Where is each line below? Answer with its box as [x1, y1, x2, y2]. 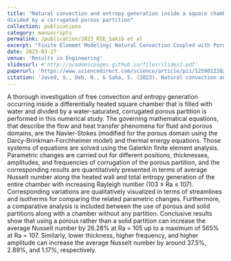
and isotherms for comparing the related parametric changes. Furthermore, [7, 195, 221, 203]
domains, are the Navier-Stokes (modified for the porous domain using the [7, 129, 218, 137]
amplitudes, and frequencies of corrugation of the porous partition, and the [7, 159, 220, 167]
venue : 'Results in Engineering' [7, 55, 103, 62]
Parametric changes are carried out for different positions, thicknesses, [7, 151, 210, 159]
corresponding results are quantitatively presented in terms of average [7, 166, 208, 174]
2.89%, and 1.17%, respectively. [7, 246, 97, 254]
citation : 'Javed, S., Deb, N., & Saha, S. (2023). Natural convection [7, 73, 217, 81]
